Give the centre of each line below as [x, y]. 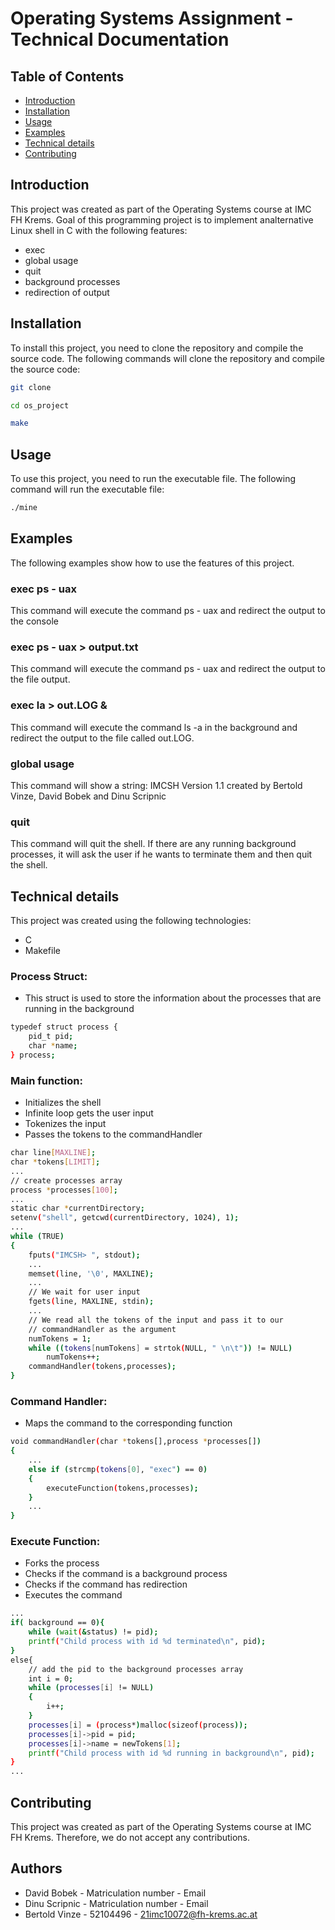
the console [34, 621]
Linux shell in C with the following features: [99, 230]
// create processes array [66, 1180]
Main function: [46, 1080]
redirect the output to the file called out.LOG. [102, 738]
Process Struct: [49, 976]
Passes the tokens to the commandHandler [113, 1134]
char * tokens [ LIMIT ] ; [55, 1162]
